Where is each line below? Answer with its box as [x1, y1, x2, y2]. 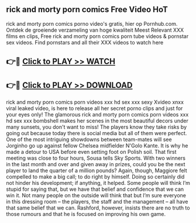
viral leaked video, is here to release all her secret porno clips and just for [6, 105, 183, 112]
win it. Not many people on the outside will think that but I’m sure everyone [6, 192, 186, 199]
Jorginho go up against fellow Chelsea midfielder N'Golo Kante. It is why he [6, 142, 188, 149]
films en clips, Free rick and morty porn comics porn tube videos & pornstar [6, 32, 189, 40]
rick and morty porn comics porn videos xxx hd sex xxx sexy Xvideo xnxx [6, 99, 184, 106]
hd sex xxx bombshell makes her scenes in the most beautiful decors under [6, 117, 188, 125]
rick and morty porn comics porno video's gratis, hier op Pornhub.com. [6, 20, 178, 27]
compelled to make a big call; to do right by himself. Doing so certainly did [6, 173, 185, 180]
